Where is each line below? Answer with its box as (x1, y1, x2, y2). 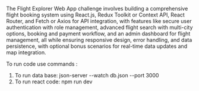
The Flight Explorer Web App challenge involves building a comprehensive (6, 5, 188, 12)
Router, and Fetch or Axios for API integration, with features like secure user (6, 18, 192, 24)
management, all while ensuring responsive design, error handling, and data (6, 37, 192, 43)
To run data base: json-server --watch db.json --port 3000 (14, 72, 159, 79)
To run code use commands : (6, 60, 78, 67)
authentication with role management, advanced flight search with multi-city (6, 24, 193, 31)
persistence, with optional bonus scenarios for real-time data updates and (6, 43, 188, 50)
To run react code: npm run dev (14, 78, 93, 85)
